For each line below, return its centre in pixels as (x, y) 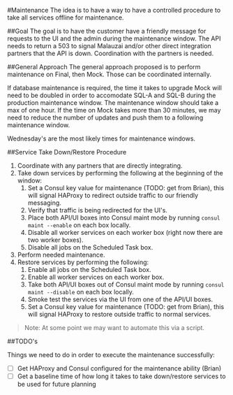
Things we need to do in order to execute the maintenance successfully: (111, 355)
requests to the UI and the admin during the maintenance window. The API (114, 38)
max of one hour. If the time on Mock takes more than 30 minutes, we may (114, 110)
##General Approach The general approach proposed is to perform (104, 67)
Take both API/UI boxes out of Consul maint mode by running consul (126, 285)
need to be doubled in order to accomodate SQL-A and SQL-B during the (112, 95)
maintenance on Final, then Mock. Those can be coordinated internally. (109, 74)
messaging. (44, 203)
